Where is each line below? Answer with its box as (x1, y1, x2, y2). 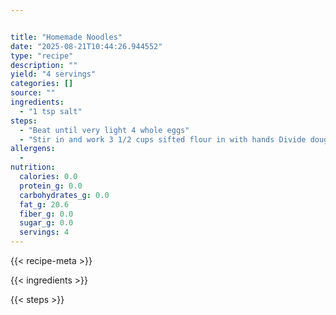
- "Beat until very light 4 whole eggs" (19, 125, 190, 135)
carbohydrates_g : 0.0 (19, 190, 110, 200)
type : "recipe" (10, 51, 74, 61)
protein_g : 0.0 (19, 181, 83, 191)
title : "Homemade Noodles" (10, 32, 123, 42)
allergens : (10, 144, 56, 154)
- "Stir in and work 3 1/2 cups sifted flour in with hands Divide (19, 134, 307, 145)
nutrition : (10, 162, 56, 173)
